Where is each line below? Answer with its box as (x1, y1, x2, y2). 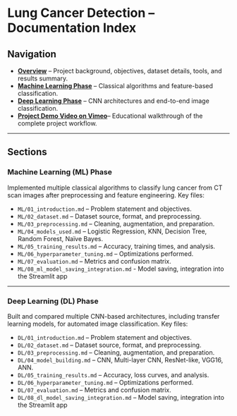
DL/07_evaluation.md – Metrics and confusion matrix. (17, 386, 171, 394)
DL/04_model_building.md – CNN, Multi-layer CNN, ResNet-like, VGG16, (17, 355, 224, 364)
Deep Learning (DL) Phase (7, 296, 99, 306)
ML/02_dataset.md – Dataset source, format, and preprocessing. (17, 212, 202, 220)
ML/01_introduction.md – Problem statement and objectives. (17, 204, 192, 213)
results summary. (17, 74, 68, 82)
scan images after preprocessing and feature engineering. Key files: (7, 190, 205, 199)
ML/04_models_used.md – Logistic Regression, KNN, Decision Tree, (17, 227, 207, 235)
